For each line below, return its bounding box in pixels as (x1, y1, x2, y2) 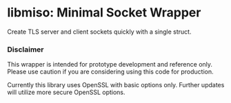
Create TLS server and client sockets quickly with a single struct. (7, 27, 192, 36)
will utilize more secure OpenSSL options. (7, 88, 125, 97)
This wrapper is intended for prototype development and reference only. (7, 60, 212, 69)
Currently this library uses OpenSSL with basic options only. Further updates (7, 81, 225, 89)
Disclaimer (7, 45, 44, 54)
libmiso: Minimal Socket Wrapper (7, 5, 201, 21)
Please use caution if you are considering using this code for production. (7, 67, 214, 76)
